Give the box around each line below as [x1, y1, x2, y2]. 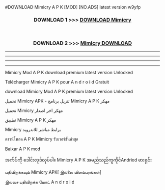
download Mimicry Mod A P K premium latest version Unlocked [5, 88, 133, 94]
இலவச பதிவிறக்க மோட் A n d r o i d [5, 179, 75, 185]
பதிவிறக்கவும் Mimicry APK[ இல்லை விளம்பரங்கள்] [5, 169, 102, 175]
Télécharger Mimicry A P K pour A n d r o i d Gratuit [5, 79, 110, 85]
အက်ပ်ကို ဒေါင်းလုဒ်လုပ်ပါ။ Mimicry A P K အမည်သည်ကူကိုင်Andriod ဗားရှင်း [5, 157, 152, 163]
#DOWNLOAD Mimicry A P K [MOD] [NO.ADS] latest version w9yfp [5, 4, 141, 10]
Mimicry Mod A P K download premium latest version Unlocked [5, 69, 133, 75]
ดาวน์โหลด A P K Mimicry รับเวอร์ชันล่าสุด [5, 136, 79, 142]
